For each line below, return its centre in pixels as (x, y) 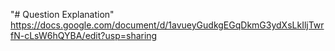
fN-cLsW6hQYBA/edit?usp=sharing (84, 35)
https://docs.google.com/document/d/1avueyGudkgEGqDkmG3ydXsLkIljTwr (167, 25)
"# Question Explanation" (62, 14)
